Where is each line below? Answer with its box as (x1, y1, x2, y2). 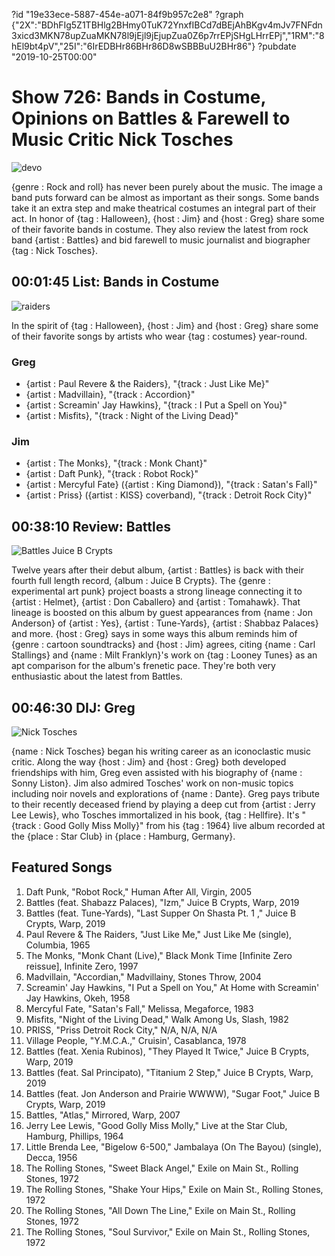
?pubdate (257, 40, 297, 52)
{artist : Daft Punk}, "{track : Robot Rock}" (25, 468, 199, 480)
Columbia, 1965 (25, 939, 91, 951)
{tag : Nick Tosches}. (11, 244, 99, 256)
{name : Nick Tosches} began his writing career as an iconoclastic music (11, 745, 312, 757)
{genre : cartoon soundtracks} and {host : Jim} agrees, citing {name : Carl (11, 639, 316, 651)
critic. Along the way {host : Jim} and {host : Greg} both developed (11, 755, 287, 768)
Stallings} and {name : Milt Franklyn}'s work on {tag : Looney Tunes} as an (11, 649, 318, 661)
